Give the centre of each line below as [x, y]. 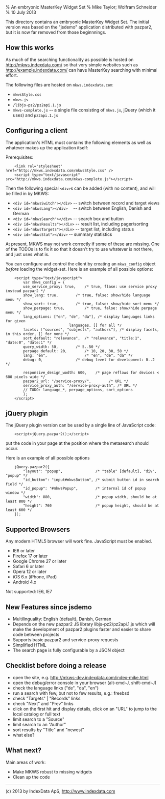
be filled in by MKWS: [27, 193]
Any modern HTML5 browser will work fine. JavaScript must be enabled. [79, 541]
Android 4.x [24, 582]
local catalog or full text [36, 714]
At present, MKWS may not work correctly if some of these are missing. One [82, 244]
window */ [16, 493]
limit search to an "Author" [39, 724]
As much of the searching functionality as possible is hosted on [70, 59]
